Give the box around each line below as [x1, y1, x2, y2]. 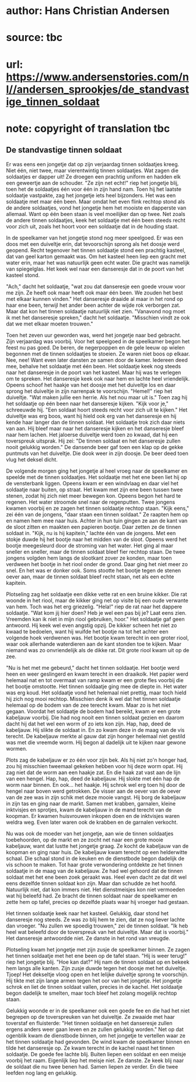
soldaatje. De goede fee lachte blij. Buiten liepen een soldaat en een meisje [6, 1050, 187, 1057]
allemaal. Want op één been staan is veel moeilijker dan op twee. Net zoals [6, 210, 185, 217]
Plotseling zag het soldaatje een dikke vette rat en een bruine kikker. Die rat [6, 590, 187, 598]
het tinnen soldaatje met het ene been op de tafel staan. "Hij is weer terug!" [6, 952, 187, 959]
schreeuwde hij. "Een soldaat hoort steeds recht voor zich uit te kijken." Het [6, 406, 188, 413]
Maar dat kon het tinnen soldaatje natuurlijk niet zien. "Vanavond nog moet [6, 307, 185, 314]
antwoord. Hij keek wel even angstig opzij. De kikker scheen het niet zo [6, 622, 177, 629]
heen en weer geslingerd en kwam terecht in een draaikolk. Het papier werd [6, 670, 188, 677]
